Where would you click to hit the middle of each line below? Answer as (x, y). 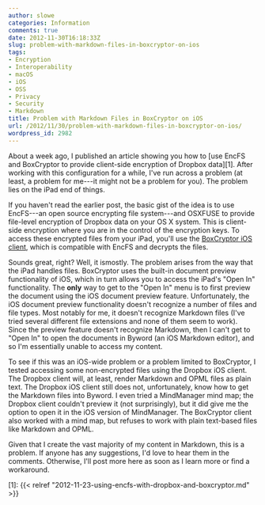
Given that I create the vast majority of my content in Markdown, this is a (127, 444)
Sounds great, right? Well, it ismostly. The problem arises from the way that (131, 262)
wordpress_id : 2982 (40, 133)
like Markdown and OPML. (51, 429)
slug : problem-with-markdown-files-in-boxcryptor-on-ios (104, 45)
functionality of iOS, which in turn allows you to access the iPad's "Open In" (132, 279)
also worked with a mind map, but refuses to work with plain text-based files (133, 420)
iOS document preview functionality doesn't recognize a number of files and (132, 304)
